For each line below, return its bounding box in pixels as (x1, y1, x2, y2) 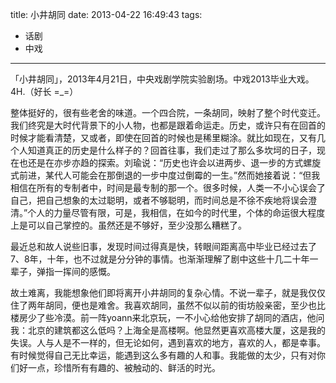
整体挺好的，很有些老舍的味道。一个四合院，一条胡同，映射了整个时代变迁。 (10, 107, 326, 118)
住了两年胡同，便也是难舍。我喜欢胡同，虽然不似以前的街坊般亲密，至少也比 (10, 299, 326, 311)
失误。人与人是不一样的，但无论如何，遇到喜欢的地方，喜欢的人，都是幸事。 (10, 337, 326, 348)
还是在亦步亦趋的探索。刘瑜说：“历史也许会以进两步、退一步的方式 (27, 157, 304, 168)
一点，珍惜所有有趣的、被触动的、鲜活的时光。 (27, 362, 221, 373)
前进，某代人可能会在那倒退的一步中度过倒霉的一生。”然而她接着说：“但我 (18, 169, 321, 181)
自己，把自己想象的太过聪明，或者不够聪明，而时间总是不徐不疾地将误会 (10, 194, 308, 206)
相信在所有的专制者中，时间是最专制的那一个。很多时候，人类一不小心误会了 (10, 182, 326, 193)
